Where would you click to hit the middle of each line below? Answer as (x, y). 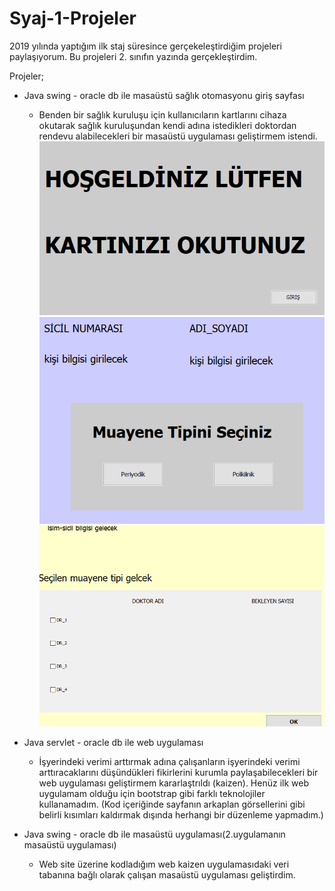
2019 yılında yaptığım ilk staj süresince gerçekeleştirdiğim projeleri (145, 46)
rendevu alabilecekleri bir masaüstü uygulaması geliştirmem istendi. (178, 136)
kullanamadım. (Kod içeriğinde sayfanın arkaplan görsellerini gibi (172, 804)
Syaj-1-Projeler (73, 18)
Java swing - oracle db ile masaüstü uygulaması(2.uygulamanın (154, 834)
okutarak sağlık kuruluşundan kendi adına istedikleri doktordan (167, 125)
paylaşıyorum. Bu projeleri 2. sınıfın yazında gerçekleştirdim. (133, 56)
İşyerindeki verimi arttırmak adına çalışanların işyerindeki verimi (169, 761)
